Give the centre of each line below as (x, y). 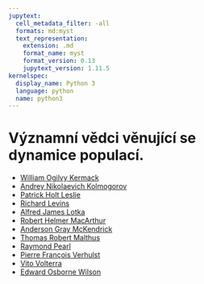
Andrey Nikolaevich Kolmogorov (73, 186)
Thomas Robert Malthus (60, 238)
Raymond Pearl (45, 246)
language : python (45, 91)
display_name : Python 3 (55, 83)
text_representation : (52, 38)
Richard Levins (45, 203)
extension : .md (48, 46)
